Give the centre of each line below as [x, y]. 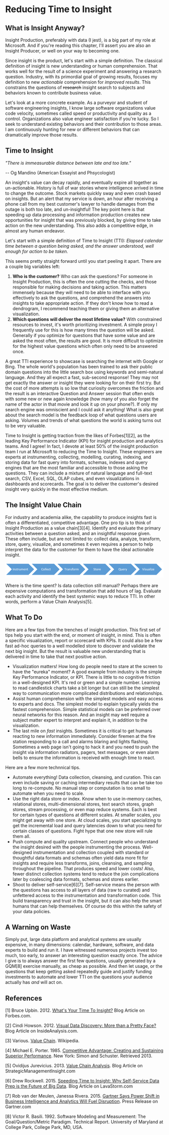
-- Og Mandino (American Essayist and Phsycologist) [60, 172]
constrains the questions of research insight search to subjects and [75, 87]
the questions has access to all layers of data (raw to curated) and [81, 890]
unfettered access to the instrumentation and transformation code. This [87, 895]
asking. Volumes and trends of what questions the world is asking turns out [83, 420]
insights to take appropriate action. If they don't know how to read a [83, 303]
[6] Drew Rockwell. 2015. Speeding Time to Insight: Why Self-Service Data [82, 1081]
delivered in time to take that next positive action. [56, 656]
